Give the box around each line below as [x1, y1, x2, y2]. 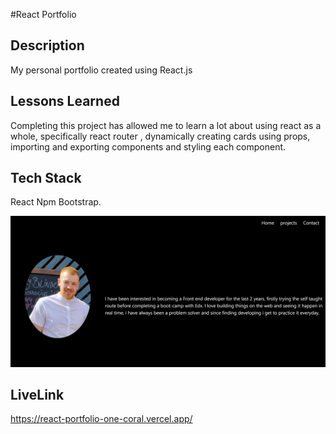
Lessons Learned [10, 93, 120, 110]
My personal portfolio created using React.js [10, 64, 193, 76]
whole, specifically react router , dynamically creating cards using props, [10, 130, 311, 142]
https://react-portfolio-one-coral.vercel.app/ [10, 413, 193, 425]
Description [10, 37, 85, 54]
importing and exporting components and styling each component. [10, 140, 287, 153]
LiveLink [10, 387, 65, 403]
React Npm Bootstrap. [10, 196, 102, 208]
